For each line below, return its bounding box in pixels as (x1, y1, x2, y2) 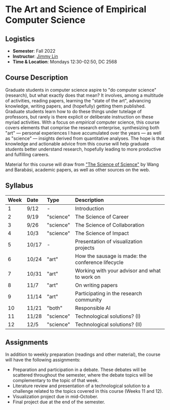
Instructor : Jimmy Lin (12, 53, 58, 59)
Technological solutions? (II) (75, 321, 143, 328)
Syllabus (5, 181, 34, 190)
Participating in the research (75, 290, 143, 297)
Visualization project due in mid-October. (12, 394, 99, 400)
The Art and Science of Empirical (5, 4, 147, 15)
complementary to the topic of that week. (12, 378, 99, 384)
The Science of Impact (75, 230, 129, 237)
